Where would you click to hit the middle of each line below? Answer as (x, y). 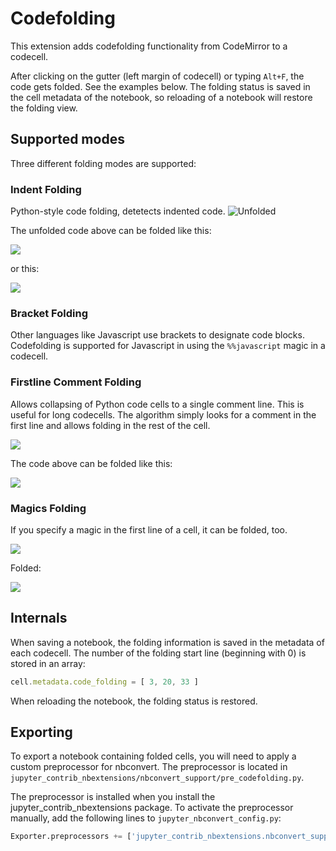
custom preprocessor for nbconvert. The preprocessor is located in (149, 767)
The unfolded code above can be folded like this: (111, 231)
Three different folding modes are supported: (103, 163)
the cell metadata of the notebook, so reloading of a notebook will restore (161, 97)
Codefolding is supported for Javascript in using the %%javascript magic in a (168, 346)
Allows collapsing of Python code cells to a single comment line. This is (157, 404)
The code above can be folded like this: (91, 463)
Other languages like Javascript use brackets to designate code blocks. (157, 335)
